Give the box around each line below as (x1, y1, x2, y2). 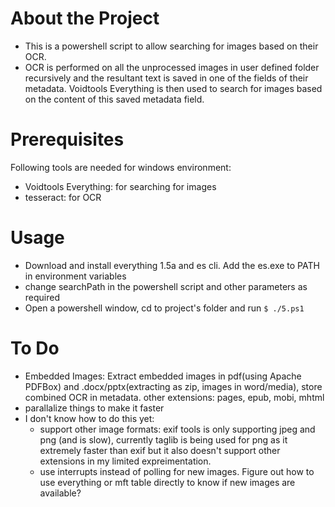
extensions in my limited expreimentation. (39, 455, 212, 467)
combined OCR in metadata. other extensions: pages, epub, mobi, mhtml (24, 391, 325, 403)
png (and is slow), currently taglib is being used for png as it (39, 433, 288, 446)
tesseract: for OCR (24, 191, 102, 203)
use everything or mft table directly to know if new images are (39, 476, 296, 488)
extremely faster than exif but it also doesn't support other (39, 444, 281, 456)
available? (39, 487, 82, 499)
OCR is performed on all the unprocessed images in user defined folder (24, 61, 320, 73)
